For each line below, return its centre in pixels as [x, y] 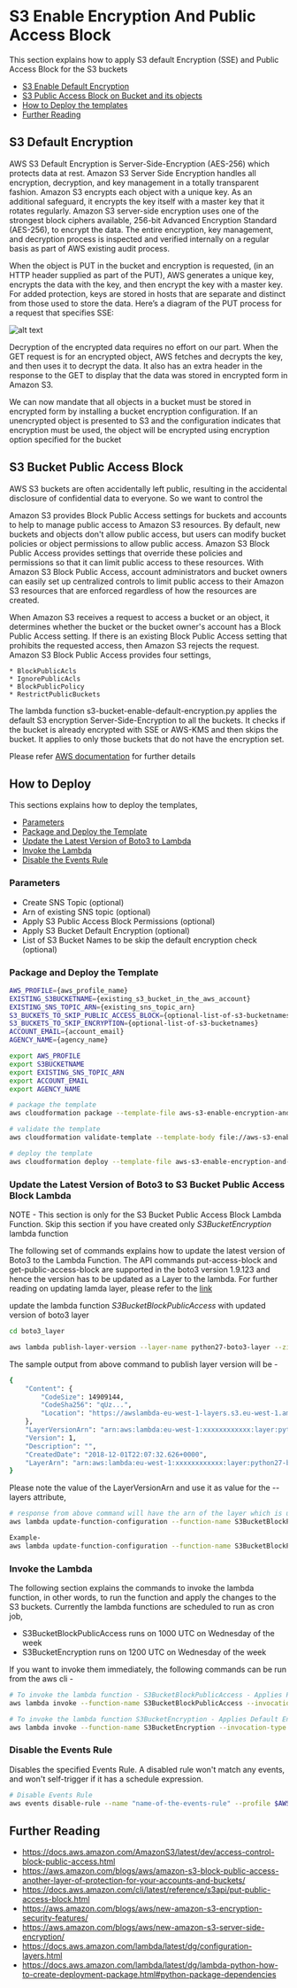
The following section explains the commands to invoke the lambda [132, 1588]
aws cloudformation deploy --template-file [91, 1161]
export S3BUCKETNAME [47, 1064]
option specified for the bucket [65, 439]
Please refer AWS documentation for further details [103, 756]
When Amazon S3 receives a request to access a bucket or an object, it [139, 617]
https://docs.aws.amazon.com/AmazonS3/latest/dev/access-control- [148, 1852]
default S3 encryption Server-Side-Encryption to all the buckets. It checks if [147, 720]
